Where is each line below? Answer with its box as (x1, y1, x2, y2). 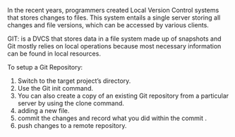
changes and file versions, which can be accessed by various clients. (7, 21, 210, 29)
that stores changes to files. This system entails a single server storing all (7, 13, 221, 22)
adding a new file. (17, 107, 70, 115)
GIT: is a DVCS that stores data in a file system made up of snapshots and (7, 34, 222, 43)
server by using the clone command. (17, 99, 125, 107)
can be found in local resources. (7, 49, 101, 58)
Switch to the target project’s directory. (17, 77, 131, 85)
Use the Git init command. (17, 84, 94, 92)
